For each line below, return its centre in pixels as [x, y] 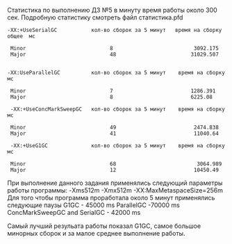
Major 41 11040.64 [114, 133]
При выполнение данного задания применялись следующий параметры [115, 183]
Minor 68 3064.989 [116, 164]
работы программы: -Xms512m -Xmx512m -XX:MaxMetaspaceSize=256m [115, 190]
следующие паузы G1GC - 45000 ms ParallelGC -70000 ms [94, 205]
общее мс [22, 36]
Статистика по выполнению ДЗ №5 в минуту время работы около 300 [112, 10]
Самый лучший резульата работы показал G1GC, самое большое [104, 226]
